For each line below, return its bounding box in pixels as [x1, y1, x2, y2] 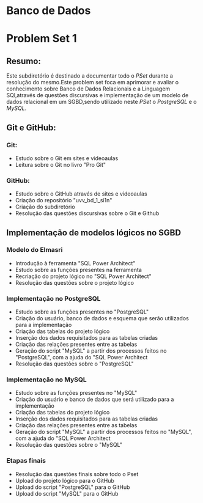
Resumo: [6, 56, 41, 66]
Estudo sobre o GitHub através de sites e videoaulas [15, 190, 148, 197]
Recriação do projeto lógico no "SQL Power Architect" [15, 273, 152, 280]
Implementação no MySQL [6, 375, 87, 384]
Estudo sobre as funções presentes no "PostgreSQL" [15, 308, 149, 315]
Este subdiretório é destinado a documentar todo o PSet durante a [6, 72, 173, 79]
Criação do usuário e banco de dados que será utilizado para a [15, 395, 174, 403]
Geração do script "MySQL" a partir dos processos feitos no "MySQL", [15, 428, 193, 436]
